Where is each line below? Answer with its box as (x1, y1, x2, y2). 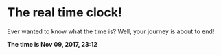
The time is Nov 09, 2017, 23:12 (7, 40, 98, 48)
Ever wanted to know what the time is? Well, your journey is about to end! (7, 27, 215, 35)
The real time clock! (7, 5, 122, 20)
